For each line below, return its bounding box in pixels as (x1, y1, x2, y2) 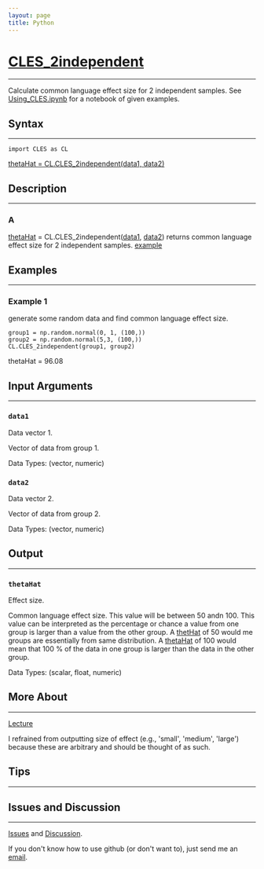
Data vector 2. (8, 493, 54, 503)
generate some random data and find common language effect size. (8, 313, 229, 323)
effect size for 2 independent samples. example (8, 240, 163, 250)
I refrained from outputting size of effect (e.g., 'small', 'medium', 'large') (8, 734, 240, 743)
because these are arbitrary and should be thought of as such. (8, 742, 211, 751)
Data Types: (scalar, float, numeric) (8, 667, 122, 676)
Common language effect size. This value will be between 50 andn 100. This (8, 610, 255, 620)
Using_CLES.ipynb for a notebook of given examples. (8, 94, 180, 104)
